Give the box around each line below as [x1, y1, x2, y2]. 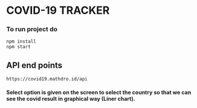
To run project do [6, 25, 58, 34]
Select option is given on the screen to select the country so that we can [6, 88, 192, 96]
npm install [6, 38, 36, 45]
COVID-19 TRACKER [6, 4, 110, 17]
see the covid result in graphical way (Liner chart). [6, 95, 135, 102]
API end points [6, 60, 63, 70]
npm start [6, 44, 31, 50]
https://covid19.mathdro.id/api [6, 76, 88, 82]
